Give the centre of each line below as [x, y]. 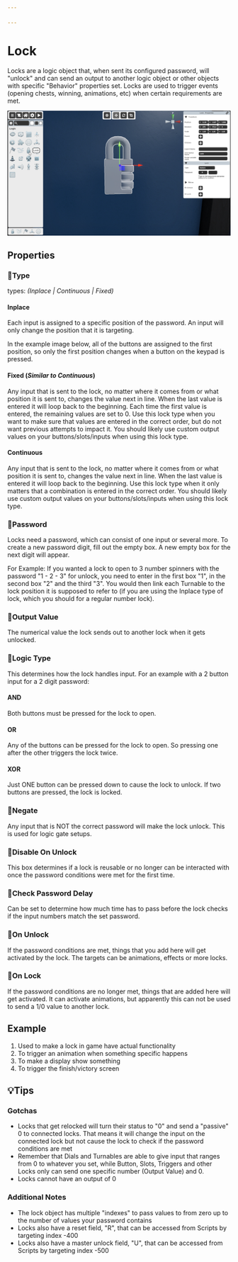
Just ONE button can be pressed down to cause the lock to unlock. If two [114, 785]
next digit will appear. [39, 555]
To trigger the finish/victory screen [68, 1068]
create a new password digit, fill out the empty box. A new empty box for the [119, 547]
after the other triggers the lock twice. [63, 753]
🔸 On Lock [24, 976]
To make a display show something [69, 1061]
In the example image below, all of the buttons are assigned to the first [110, 344]
